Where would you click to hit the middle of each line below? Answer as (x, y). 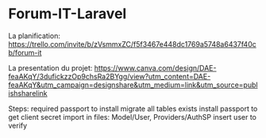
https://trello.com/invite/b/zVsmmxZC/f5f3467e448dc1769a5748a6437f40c (132, 44)
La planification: (35, 36)
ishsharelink (28, 93)
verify (18, 125)
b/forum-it (25, 52)
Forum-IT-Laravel (67, 14)
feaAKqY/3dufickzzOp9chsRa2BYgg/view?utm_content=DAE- (110, 76)
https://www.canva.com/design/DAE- (155, 67)
